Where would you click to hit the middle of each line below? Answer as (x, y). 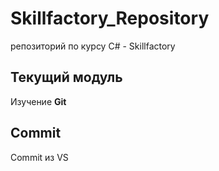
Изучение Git (38, 101)
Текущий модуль (66, 77)
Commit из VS (39, 157)
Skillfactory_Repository (110, 18)
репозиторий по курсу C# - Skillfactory (93, 46)
